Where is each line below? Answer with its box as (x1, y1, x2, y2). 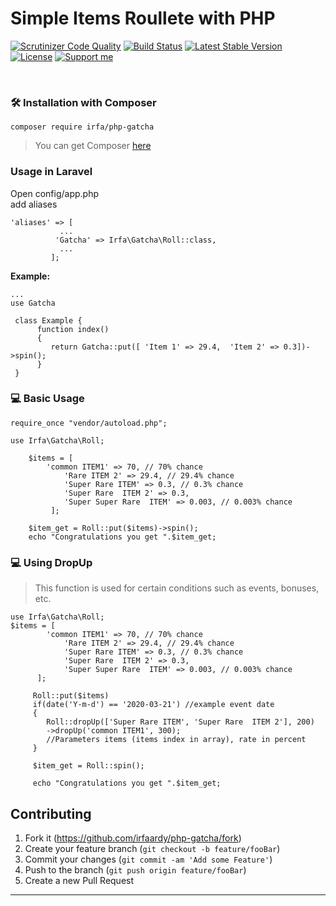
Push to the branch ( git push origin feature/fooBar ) (24, 863, 247, 876)
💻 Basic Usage (10, 392, 85, 406)
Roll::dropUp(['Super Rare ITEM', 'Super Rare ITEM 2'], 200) (46, 717, 315, 727)
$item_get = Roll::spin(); (32, 761, 145, 771)
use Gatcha (10, 298, 56, 308)
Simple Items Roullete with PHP (10, 7, 276, 30)
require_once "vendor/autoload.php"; (10, 418, 168, 428)
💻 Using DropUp (10, 555, 93, 569)
